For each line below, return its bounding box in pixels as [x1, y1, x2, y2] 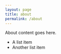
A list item [12, 39, 33, 45]
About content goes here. [5, 30, 57, 36]
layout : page [5, 7, 32, 12]
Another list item [12, 45, 45, 51]
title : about [5, 12, 32, 17]
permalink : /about [5, 16, 42, 21]
